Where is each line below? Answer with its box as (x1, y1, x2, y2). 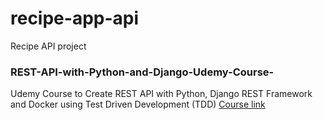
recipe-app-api (10, 7, 140, 30)
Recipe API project (10, 40, 87, 52)
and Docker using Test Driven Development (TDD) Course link (10, 98, 266, 111)
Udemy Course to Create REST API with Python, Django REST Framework (10, 88, 313, 100)
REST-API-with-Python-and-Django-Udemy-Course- (10, 65, 275, 79)
